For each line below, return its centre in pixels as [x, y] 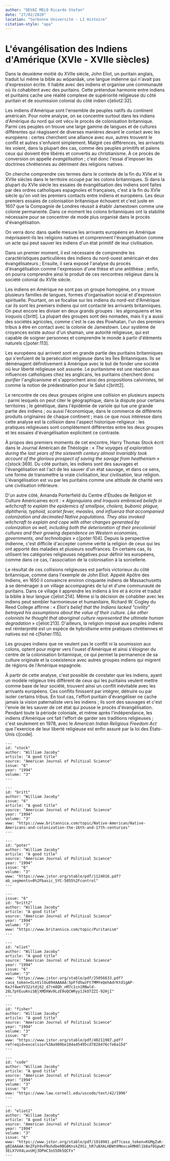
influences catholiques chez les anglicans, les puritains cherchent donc [80, 374]
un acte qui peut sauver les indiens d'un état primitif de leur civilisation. [79, 243]
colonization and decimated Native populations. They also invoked [75, 517]
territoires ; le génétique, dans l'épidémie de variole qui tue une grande [79, 406]
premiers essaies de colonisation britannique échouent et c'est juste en [80, 201]
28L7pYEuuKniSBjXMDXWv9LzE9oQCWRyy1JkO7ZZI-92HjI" [60, 992]
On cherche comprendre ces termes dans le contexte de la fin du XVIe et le [84, 174]
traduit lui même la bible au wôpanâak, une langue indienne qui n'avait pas [83, 79]
